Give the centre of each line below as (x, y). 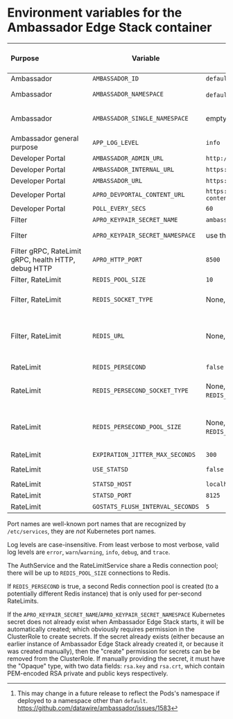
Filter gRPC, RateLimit (46, 251)
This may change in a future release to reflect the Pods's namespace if (118, 693)
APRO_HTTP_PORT (118, 259)
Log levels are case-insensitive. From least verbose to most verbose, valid (113, 544)
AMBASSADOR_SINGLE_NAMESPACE (140, 118)
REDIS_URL (109, 336)
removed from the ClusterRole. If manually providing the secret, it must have (116, 658)
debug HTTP (32, 268)
